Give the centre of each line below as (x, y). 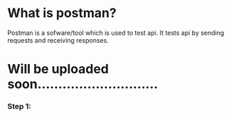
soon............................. (83, 84)
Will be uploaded (58, 69)
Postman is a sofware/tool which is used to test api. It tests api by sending (116, 33)
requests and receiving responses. (58, 40)
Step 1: (19, 107)
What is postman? (62, 13)
